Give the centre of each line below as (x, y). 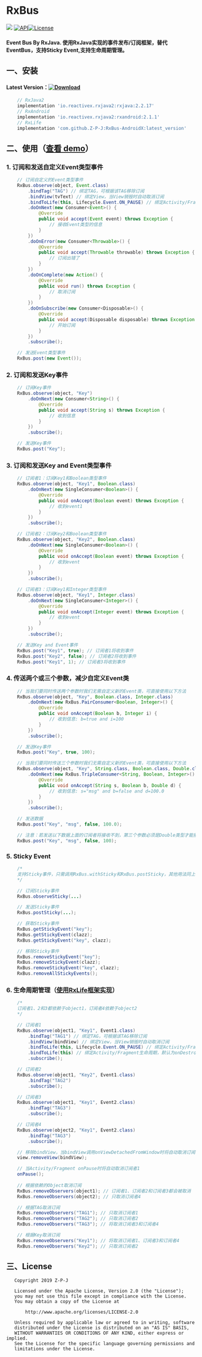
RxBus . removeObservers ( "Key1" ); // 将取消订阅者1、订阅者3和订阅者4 (98, 1240)
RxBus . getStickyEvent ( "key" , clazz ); (64, 940)
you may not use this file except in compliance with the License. (100, 1296)
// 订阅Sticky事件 (38, 890)
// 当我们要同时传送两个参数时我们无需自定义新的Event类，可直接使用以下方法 (102, 691)
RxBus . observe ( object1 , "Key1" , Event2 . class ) (76, 1103)
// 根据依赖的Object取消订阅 (50, 1185)
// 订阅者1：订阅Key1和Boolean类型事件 (62, 479)
